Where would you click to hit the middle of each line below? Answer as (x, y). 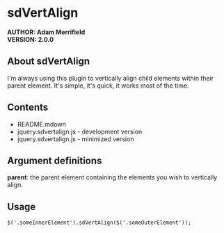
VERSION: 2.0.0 (31, 39)
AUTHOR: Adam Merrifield (46, 32)
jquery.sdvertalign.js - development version (80, 131)
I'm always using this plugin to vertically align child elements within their (111, 78)
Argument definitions (55, 160)
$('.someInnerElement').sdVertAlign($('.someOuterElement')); (99, 223)
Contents (28, 107)
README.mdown (41, 124)
